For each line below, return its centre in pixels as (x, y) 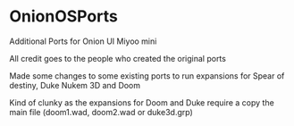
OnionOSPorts (63, 17)
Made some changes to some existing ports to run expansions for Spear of (147, 76)
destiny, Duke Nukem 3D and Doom (75, 85)
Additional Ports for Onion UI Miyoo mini (83, 41)
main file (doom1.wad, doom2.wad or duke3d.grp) (101, 112)
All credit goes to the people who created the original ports (118, 58)
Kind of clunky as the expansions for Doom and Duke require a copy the (142, 102)
